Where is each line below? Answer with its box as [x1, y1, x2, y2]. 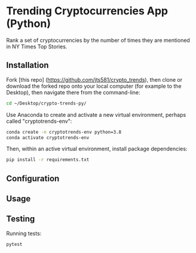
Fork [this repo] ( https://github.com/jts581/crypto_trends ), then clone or [6, 76, 183, 83]
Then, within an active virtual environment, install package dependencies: [6, 145, 188, 153]
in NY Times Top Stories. [6, 43, 68, 50]
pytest [6, 241, 23, 247]
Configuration [6, 173, 60, 183]
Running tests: [6, 230, 42, 237]
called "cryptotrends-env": [6, 118, 72, 125]
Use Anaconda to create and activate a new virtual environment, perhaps [6, 111, 186, 118]
